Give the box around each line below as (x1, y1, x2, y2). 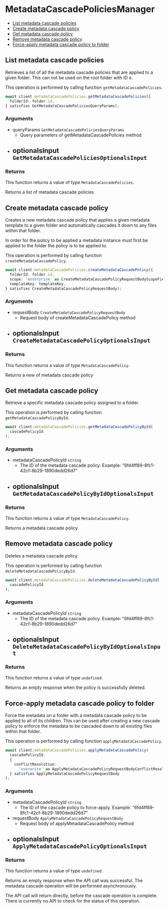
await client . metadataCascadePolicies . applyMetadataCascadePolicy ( (5, 748, 149, 753)
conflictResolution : (14, 762, 57, 767)
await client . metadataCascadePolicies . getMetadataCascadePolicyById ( (5, 425, 153, 430)
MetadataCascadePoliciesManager (5, 4, 155, 15)
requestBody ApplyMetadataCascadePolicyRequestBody (12, 815, 123, 821)
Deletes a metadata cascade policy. (5, 553, 79, 559)
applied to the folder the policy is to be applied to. (5, 243, 107, 249)
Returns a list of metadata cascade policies (5, 189, 94, 195)
